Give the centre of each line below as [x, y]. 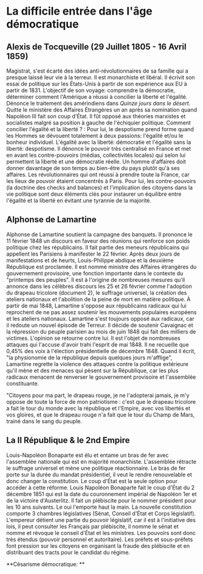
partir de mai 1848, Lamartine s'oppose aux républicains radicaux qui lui [96, 306]
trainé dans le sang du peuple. [44, 421]
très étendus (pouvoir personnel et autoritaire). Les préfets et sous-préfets [100, 539]
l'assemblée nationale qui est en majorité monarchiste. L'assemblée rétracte [101, 461]
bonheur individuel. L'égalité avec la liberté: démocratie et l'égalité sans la [99, 142]
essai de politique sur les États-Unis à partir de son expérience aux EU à [97, 84]
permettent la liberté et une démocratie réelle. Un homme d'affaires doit [96, 162]
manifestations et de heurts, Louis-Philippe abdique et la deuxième [90, 260]
